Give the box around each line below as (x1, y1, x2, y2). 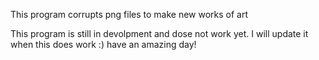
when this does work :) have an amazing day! (10, 39, 197, 50)
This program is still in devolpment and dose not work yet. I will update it (10, 28, 309, 39)
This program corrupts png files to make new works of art (10, 9, 249, 20)
